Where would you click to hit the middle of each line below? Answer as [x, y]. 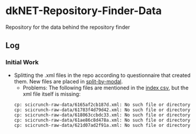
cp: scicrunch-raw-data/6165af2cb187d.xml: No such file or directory [102, 105]
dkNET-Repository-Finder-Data [84, 11]
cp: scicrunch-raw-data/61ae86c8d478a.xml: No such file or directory [102, 120]
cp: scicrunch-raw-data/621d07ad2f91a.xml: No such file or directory [102, 125]
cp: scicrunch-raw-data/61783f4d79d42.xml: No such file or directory [102, 110]
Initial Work [22, 62]
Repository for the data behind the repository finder [68, 27]
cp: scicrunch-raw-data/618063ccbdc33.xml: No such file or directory [102, 115]
